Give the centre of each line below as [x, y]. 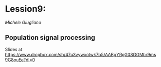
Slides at [14, 49]
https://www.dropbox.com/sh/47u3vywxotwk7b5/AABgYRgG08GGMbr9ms [81, 54]
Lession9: [26, 9]
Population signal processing [50, 38]
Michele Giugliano [23, 22]
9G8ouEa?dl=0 [20, 60]
